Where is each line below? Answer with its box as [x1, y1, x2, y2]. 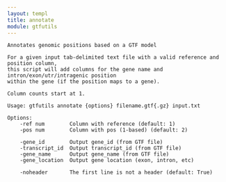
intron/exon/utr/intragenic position [7, 72, 117, 80]
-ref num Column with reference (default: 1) [19, 120, 176, 128]
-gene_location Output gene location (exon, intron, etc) [19, 157, 195, 164]
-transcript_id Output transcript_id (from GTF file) [19, 145, 182, 152]
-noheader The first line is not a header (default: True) [19, 169, 213, 176]
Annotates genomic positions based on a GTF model [7, 42, 157, 49]
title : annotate [7, 17, 54, 24]
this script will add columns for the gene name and [7, 66, 163, 73]
